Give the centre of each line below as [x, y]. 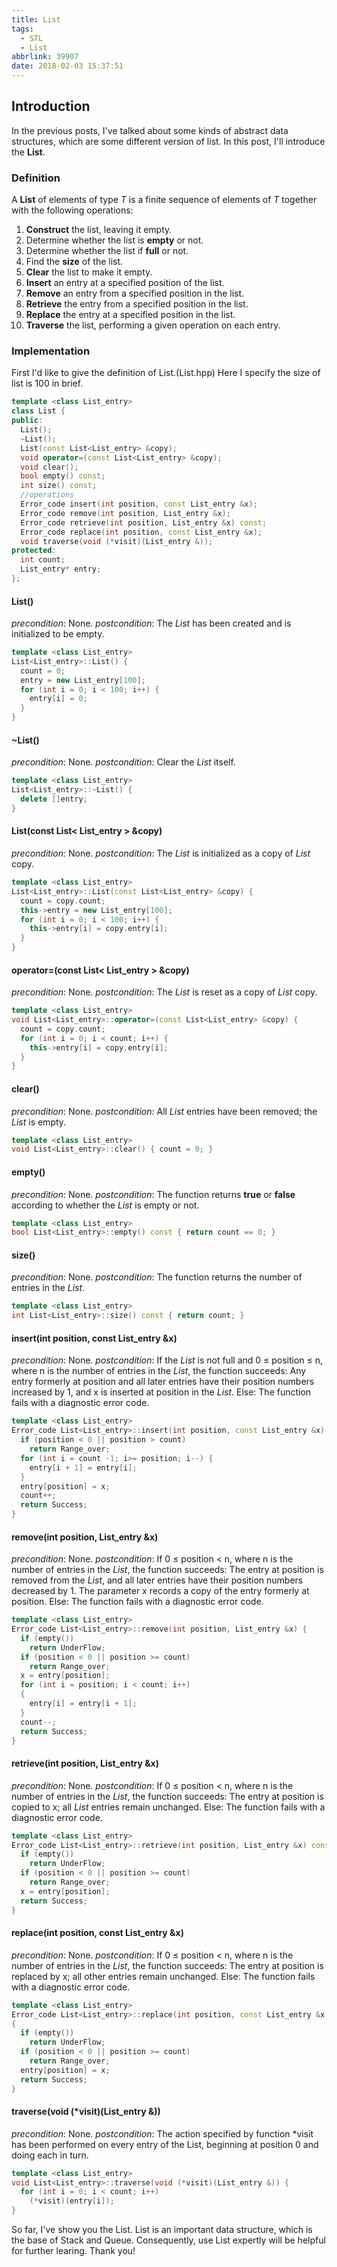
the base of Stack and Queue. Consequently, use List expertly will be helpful [168, 2240]
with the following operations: [72, 210]
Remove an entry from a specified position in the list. [135, 293]
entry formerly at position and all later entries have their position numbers [163, 1382]
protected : [34, 551]
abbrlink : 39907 [45, 57]
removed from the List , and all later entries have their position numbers [157, 1580]
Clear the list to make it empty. [89, 272]
